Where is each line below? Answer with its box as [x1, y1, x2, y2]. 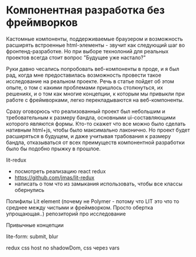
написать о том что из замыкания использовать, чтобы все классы [14, 180, 183, 187]
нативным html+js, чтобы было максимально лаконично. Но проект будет [6, 126, 190, 133]
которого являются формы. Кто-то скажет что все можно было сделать [6, 120, 186, 127]
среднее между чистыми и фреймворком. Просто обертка [6, 204, 153, 211]
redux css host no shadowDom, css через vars [6, 244, 120, 251]
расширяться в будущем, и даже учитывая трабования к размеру [6, 132, 171, 139]
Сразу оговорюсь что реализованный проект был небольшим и [6, 108, 166, 115]
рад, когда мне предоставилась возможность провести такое [6, 71, 162, 78]
